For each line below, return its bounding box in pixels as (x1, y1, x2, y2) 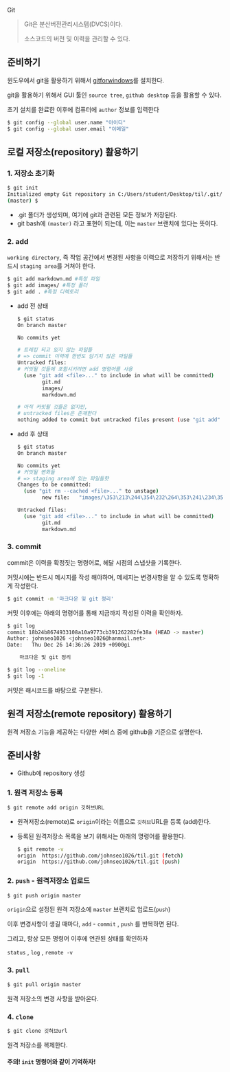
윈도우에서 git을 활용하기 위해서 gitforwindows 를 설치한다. (7, 76, 165, 85)
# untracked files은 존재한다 (16, 410, 97, 417)
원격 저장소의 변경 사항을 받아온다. (7, 994, 99, 1003)
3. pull (7, 965, 30, 975)
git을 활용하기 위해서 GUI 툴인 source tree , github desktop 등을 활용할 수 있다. (7, 91, 222, 99)
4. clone (7, 1012, 34, 1021)
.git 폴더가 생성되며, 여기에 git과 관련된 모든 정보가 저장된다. (16, 210, 178, 219)
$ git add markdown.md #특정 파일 (7, 276, 100, 282)
